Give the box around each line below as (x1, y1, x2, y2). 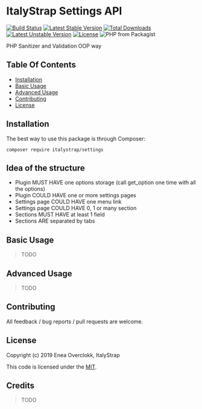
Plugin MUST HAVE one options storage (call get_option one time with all (14, 179, 196, 186)
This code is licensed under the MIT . (6, 363, 97, 370)
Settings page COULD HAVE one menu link (14, 198, 122, 206)
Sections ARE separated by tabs (14, 217, 95, 224)
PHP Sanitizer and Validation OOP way (6, 42, 102, 49)
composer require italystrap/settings (6, 147, 104, 153)
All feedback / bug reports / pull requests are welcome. (6, 318, 144, 325)
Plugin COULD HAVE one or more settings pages (14, 192, 137, 199)
